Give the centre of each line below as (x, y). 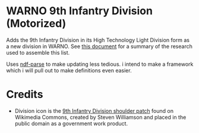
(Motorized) (36, 23)
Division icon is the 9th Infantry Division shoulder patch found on (94, 110)
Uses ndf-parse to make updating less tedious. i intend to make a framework (100, 64)
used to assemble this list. (38, 52)
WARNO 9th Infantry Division (80, 11)
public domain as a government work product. (71, 123)
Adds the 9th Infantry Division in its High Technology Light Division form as (98, 40)
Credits (25, 95)
